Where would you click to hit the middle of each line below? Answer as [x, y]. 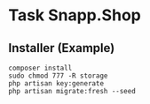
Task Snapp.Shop [75, 15]
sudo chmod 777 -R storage [58, 76]
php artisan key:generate [56, 84]
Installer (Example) [62, 48]
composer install [40, 68]
